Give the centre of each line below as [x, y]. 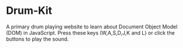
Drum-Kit [29, 11]
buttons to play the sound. [37, 39]
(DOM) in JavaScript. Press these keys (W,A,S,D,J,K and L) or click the [90, 32]
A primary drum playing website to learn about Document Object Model [92, 27]
